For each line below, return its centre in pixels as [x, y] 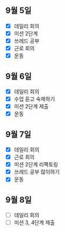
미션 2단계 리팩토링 [36, 165]
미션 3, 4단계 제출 [34, 223]
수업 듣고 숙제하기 [34, 99]
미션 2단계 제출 [31, 107]
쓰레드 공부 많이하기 [37, 172]
